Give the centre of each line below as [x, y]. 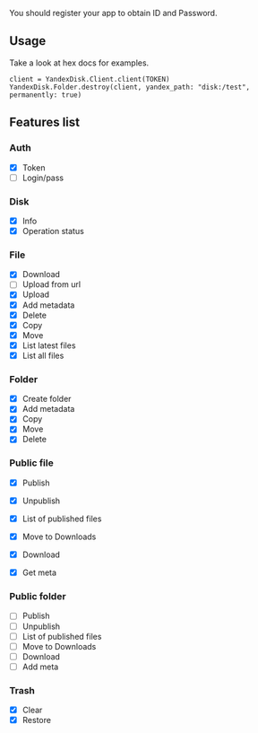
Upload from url [52, 284]
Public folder [38, 597]
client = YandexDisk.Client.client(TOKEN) [90, 79]
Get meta [39, 572]
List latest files [49, 345]
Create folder [47, 399]
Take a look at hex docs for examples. [79, 63]
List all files [43, 355]
